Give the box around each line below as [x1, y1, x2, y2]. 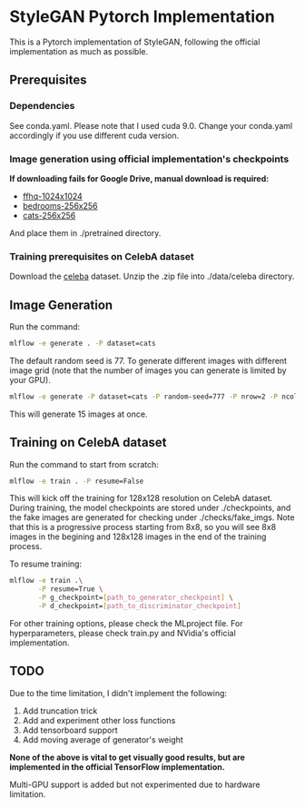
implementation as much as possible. [9, 45, 148, 56]
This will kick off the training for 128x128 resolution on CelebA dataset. [9, 493, 273, 504]
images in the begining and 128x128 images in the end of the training [9, 531, 267, 542]
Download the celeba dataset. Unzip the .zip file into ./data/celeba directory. [9, 271, 295, 282]
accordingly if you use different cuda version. [9, 130, 180, 141]
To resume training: [9, 558, 83, 569]
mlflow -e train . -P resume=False [9, 477, 144, 486]
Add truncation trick [22, 705, 98, 716]
